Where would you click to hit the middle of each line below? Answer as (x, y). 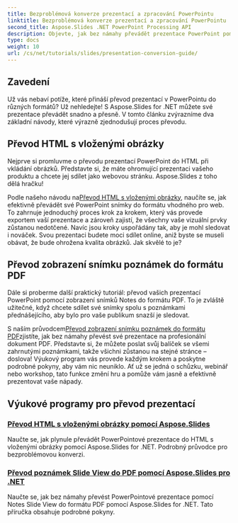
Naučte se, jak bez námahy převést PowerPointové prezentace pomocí (110, 497)
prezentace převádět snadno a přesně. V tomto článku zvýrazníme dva (111, 114)
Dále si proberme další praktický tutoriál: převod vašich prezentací (104, 293)
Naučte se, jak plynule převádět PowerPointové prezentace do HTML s (110, 439)
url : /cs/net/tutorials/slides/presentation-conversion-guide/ (103, 54)
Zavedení (29, 82)
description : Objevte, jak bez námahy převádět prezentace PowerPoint (114, 34)
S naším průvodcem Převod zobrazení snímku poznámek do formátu (106, 329)
